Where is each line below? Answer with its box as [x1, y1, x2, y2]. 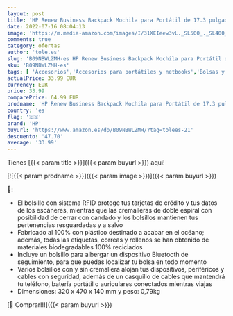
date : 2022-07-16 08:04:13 [7, 23, 85, 30]
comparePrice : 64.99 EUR [7, 94, 79, 101]
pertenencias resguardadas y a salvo [17, 221, 123, 229]
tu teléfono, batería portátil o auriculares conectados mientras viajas [17, 280, 213, 288]
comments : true [7, 36, 51, 43]
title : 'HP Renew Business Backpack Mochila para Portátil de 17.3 [7, 17, 207, 24]
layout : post [7, 10, 45, 17]
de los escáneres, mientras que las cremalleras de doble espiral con [17, 206, 212, 215]
